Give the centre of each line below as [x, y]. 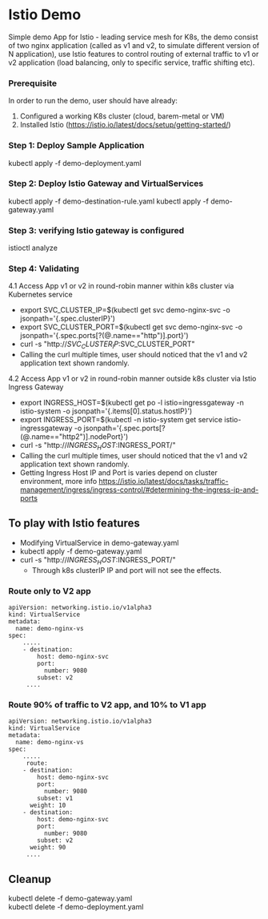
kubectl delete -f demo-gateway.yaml [70, 898]
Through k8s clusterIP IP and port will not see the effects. [127, 570]
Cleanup [30, 879]
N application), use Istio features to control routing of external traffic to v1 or [134, 54]
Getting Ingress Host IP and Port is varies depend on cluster [118, 473]
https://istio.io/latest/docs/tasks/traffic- [164, 482]
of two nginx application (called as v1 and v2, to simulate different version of [134, 45]
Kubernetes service [41, 295]
